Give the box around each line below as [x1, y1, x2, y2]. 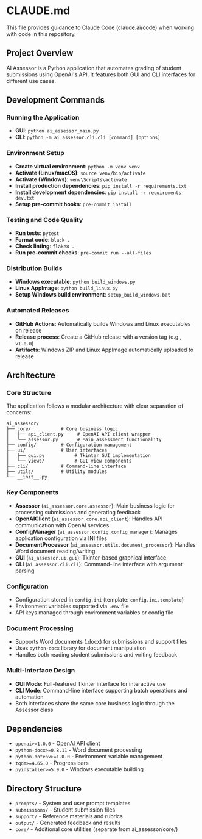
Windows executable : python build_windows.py [15, 278, 136, 286]
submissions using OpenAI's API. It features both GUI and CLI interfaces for [6, 71, 196, 78]
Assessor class [15, 706, 54, 713]
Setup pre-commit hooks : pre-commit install [15, 200, 132, 207]
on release [15, 326, 42, 334]
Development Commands [6, 95, 105, 106]
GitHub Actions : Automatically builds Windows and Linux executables [15, 320, 191, 327]
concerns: [6, 409, 32, 416]
